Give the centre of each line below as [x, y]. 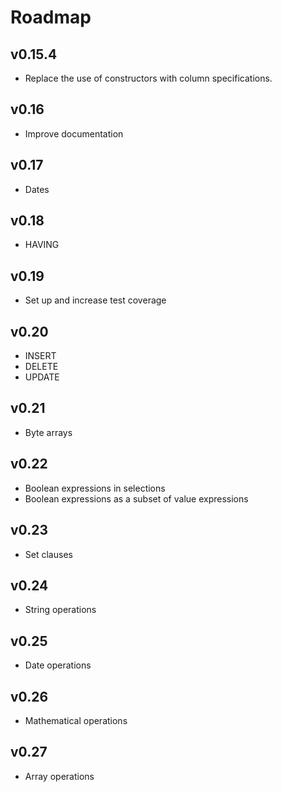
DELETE [41, 367]
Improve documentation [74, 133]
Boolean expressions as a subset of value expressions [136, 498]
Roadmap [51, 17]
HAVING [42, 245]
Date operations [58, 665]
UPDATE [42, 377]
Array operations [59, 776]
